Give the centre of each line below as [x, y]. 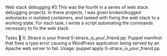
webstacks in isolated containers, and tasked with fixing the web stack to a [82, 18]
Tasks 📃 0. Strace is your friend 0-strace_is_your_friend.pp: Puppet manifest [83, 38]
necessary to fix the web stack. [37, 28]
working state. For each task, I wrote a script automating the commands [79, 23]
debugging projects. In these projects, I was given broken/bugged [73, 12]
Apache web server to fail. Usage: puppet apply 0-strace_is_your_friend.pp [82, 48]
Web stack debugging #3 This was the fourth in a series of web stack [77, 7]
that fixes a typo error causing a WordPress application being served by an [82, 43]
